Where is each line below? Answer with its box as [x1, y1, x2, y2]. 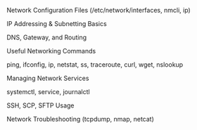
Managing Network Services [6, 74, 89, 82]
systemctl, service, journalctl [6, 88, 90, 96]
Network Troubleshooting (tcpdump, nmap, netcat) [6, 115, 154, 123]
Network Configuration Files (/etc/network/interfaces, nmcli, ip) [6, 6, 191, 14]
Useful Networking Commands [6, 47, 96, 55]
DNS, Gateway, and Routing [6, 33, 87, 41]
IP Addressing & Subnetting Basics [6, 20, 107, 27]
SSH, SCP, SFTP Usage [6, 101, 75, 110]
